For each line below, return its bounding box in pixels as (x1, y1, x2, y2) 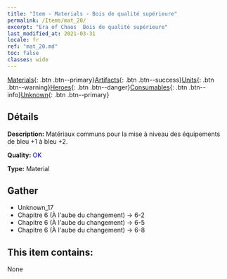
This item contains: (7, 246, 93, 258)
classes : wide (7, 56, 49, 63)
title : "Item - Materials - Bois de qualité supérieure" (7, 10, 178, 18)
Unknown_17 (17, 204, 54, 212)
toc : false (7, 50, 39, 57)
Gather (7, 185, 39, 197)
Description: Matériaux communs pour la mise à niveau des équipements (7, 130, 221, 138)
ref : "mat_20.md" (7, 43, 58, 50)
